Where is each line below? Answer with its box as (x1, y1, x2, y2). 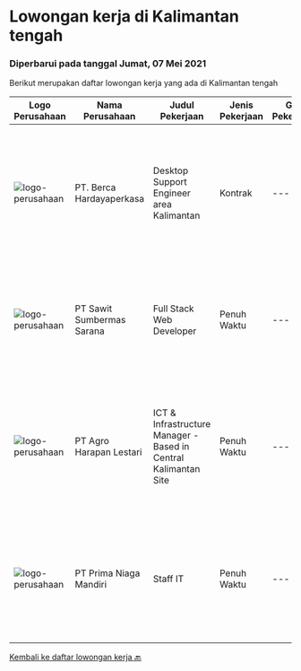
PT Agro (74, 435, 110, 448)
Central (152, 451, 185, 464)
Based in (152, 440, 190, 453)
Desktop (152, 164, 189, 177)
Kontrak (219, 187, 253, 199)
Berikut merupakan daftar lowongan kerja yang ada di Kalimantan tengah (9, 78, 279, 89)
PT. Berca (74, 181, 116, 194)
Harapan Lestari (74, 446, 142, 458)
